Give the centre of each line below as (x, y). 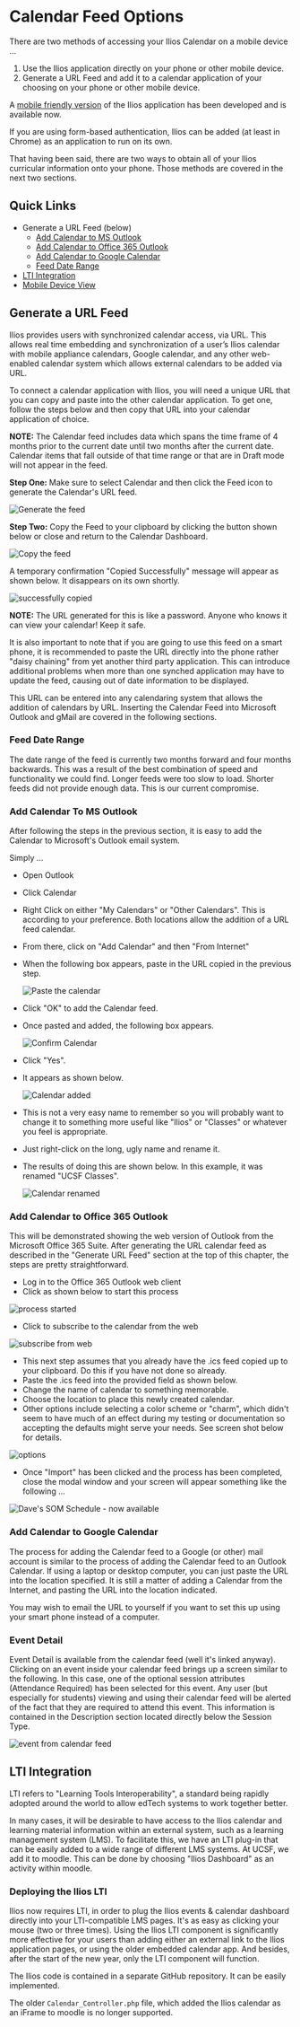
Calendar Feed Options (97, 17)
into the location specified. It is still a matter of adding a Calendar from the (146, 1580)
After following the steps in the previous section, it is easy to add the (136, 831)
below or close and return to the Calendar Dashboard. (109, 536)
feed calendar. (49, 929)
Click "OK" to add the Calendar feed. (90, 1008)
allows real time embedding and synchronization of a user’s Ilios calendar (145, 344)
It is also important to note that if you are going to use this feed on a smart (146, 642)
